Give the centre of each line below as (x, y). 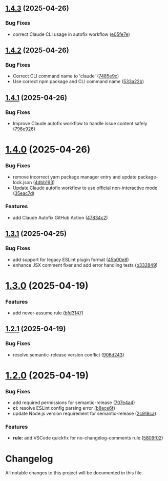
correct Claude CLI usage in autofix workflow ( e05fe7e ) (71, 34)
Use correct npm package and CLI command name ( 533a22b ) (78, 82)
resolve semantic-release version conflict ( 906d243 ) (68, 355)
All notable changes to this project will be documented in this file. (74, 473)
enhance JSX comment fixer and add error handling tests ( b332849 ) (85, 265)
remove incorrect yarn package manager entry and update (75, 177)
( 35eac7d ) (24, 193)
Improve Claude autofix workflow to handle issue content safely (80, 124)
